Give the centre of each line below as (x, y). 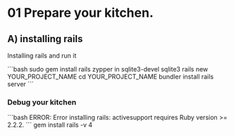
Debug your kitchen (42, 102)
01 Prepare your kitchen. (80, 13)
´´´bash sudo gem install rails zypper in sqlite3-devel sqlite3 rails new (108, 69)
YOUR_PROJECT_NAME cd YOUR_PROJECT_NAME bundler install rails (110, 76)
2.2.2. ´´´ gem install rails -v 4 (50, 125)
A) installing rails (45, 39)
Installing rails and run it (42, 55)
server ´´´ (20, 84)
